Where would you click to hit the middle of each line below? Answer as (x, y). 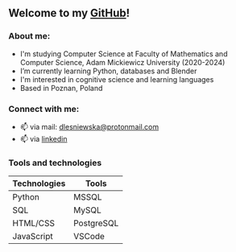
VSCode (89, 237)
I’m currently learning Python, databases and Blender (108, 71)
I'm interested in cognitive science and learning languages (117, 79)
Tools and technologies (55, 163)
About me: (29, 36)
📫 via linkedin (43, 138)
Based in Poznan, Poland (61, 88)
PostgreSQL (96, 223)
